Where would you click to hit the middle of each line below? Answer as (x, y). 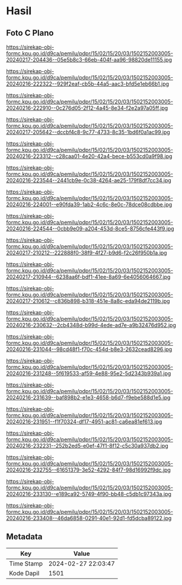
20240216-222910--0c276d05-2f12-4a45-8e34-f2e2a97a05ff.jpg (87, 108)
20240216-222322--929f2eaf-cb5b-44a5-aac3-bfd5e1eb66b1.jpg (88, 84)
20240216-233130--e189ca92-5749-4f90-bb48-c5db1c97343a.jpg (89, 494)
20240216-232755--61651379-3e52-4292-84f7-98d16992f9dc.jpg (88, 470)
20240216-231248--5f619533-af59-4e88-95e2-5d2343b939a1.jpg (89, 373)
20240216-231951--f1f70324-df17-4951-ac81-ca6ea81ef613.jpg (84, 422)
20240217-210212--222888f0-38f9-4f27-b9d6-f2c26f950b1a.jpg (87, 253)
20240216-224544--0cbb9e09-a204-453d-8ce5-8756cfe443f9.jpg (90, 229)
